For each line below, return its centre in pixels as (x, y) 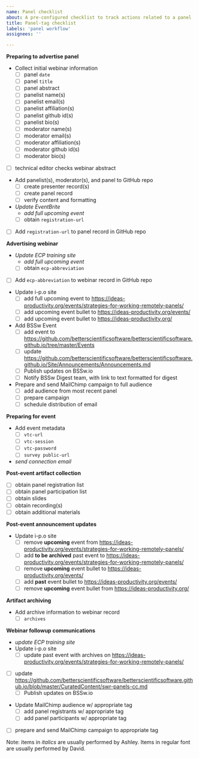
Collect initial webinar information (56, 68)
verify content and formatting (60, 200)
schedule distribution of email (61, 404)
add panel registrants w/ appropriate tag (74, 711)
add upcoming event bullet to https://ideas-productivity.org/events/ (107, 312)
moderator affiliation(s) (52, 142)
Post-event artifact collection (43, 473)
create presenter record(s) (57, 186)
